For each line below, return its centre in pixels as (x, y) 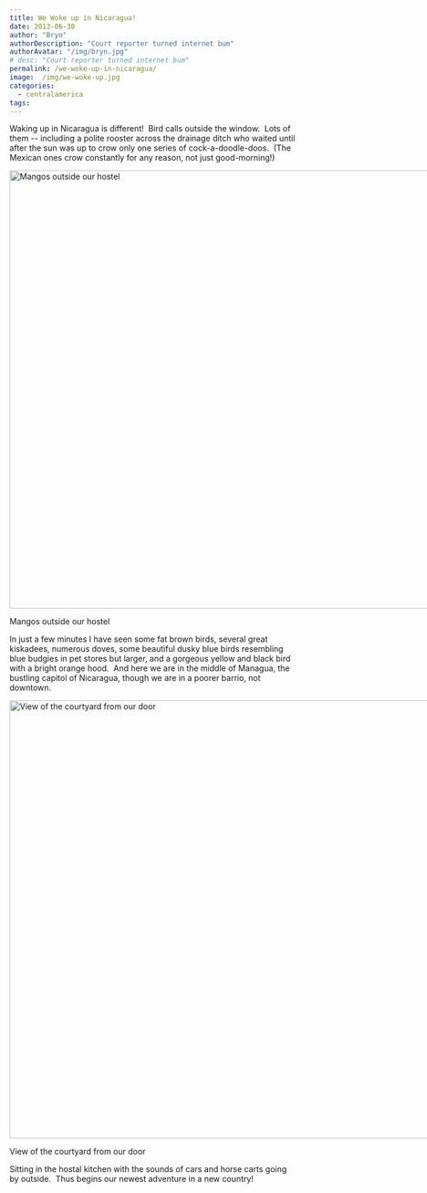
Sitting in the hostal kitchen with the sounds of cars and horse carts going (148, 1169)
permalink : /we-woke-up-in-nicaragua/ (83, 69)
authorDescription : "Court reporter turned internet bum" (122, 43)
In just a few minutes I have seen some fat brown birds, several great (139, 639)
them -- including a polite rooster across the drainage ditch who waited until (152, 139)
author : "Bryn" (38, 35)
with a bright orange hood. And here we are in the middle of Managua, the (150, 668)
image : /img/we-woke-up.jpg (65, 78)
